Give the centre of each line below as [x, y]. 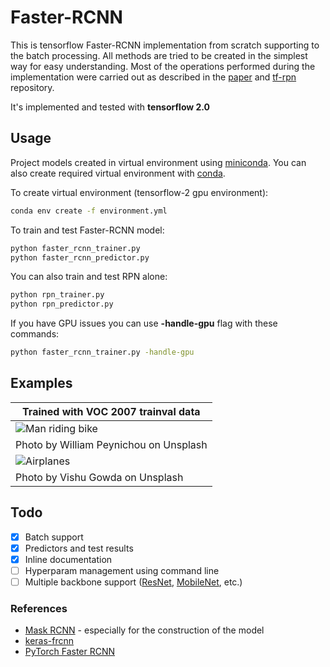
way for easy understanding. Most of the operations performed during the [163, 66]
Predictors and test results [79, 548]
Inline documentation [68, 559]
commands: [35, 334]
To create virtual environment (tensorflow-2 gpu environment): [139, 192]
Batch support [54, 537]
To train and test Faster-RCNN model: [87, 230]
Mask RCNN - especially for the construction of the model [144, 630]
